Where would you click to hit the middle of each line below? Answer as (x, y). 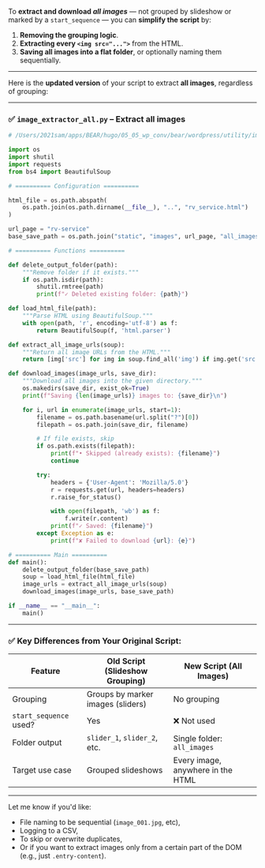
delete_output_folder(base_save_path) (86, 570)
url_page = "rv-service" (49, 229)
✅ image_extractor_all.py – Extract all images (97, 119)
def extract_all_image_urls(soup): (67, 345)
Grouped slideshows (125, 770)
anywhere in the (203, 770)
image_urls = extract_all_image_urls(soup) (95, 584)
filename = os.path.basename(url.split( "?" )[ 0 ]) (118, 417)
